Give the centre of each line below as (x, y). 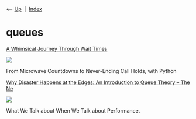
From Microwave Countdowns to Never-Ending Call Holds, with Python (91, 71)
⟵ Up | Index (24, 9)
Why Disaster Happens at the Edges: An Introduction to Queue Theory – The (98, 82)
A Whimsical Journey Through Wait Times (57, 48)
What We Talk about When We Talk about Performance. (73, 110)
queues (25, 33)
